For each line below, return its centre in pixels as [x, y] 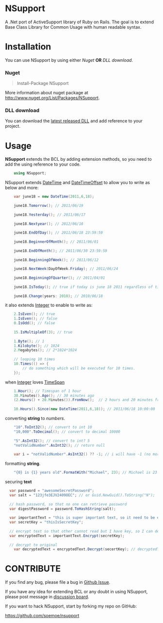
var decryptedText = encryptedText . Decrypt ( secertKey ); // [75, 549]
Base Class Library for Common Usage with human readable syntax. [73, 27]
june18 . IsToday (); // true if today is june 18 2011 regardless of [83, 287]
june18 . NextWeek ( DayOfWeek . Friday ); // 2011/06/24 [66, 269]
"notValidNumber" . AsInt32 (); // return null [59, 445]
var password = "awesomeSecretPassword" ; [52, 491]
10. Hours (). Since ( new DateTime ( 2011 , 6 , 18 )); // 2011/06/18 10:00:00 [84, 409]
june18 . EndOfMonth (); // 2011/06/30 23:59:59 [61, 251]
